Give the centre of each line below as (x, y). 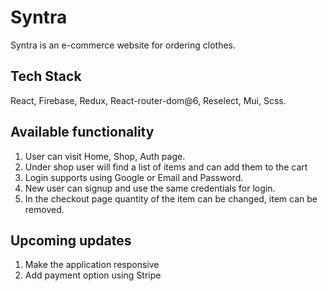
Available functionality (82, 132)
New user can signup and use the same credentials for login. (150, 188)
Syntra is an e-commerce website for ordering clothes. (123, 45)
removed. (44, 209)
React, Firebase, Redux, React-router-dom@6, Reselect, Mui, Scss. (148, 100)
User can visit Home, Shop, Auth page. (105, 156)
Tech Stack (46, 76)
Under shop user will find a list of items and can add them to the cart (166, 167)
